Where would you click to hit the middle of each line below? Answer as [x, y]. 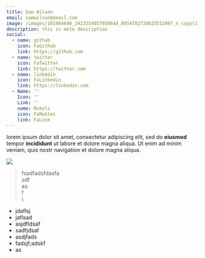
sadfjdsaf [27, 231]
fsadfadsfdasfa [40, 173]
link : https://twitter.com [52, 69]
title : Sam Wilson [30, 12]
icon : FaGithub [37, 46]
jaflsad [23, 218]
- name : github [31, 40]
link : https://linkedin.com [53, 86]
